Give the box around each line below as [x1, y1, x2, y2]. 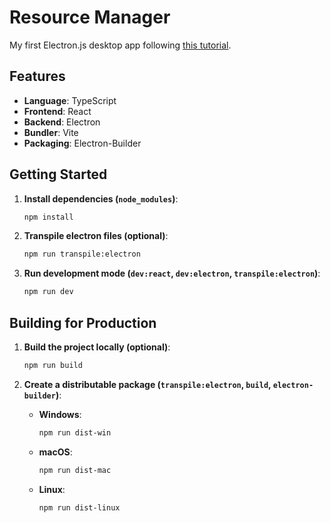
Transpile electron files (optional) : [23, 230, 169, 242]
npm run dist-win [38, 427, 112, 438]
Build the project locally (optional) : [23, 341, 171, 353]
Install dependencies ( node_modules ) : [23, 192, 179, 205]
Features [9, 68, 66, 85]
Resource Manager [9, 6, 171, 29]
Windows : [38, 408, 82, 420]
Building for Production [9, 314, 157, 331]
